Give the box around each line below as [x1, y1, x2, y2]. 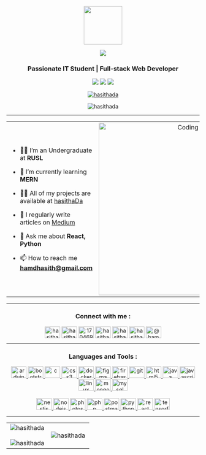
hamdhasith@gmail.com [20, 264, 93, 272]
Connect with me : [75, 312, 131, 321]
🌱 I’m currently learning [20, 167, 87, 176]
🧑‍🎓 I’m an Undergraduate [20, 146, 93, 155]
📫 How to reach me [20, 253, 78, 262]
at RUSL [20, 153, 44, 162]
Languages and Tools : [68, 352, 138, 361]
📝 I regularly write [20, 210, 71, 219]
